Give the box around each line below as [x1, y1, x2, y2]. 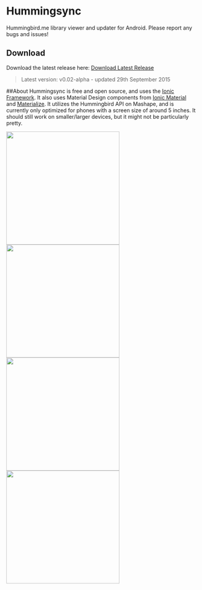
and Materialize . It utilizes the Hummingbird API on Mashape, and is [6, 100, 174, 107]
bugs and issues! [6, 30, 49, 37]
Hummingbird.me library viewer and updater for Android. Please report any [6, 24, 192, 31]
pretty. [6, 119, 23, 127]
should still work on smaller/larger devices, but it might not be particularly [6, 113, 189, 120]
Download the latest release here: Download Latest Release [6, 64, 154, 71]
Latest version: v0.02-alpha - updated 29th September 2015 [21, 75, 171, 83]
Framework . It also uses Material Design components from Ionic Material [6, 93, 187, 101]
